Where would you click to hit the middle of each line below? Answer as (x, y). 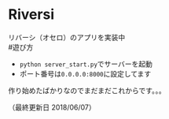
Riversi (31, 15)
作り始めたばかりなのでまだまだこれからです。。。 (87, 90)
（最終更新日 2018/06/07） (52, 107)
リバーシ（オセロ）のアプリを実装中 (67, 37)
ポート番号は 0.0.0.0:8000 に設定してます (85, 73)
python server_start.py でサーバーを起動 (86, 64)
